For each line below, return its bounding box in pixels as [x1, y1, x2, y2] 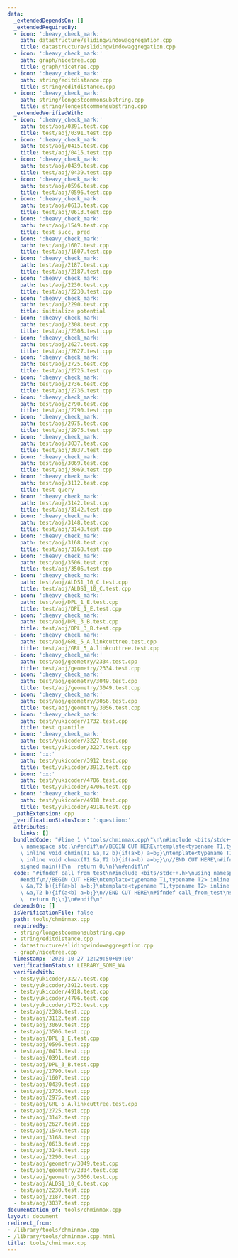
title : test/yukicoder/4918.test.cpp [20, 803, 132, 810]
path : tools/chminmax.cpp [13, 915, 91, 923]
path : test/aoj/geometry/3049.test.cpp [20, 678, 138, 685]
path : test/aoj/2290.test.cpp [20, 301, 110, 308]
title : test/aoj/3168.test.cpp [20, 545, 113, 553]
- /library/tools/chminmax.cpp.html [7, 1232, 115, 1240]
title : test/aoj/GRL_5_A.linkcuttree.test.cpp [20, 645, 160, 652]
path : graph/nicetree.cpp [20, 57, 97, 64]
